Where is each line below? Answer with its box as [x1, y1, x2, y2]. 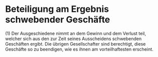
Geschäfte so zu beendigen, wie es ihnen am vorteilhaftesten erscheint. [5, 46, 154, 52]
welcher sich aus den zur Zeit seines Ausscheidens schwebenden [5, 36, 142, 42]
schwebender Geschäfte [5, 14, 110, 25]
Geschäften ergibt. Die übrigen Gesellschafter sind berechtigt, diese [5, 41, 146, 47]
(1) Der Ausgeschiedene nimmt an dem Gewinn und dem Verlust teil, [5, 30, 146, 36]
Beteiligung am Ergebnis [5, 3, 109, 15]
